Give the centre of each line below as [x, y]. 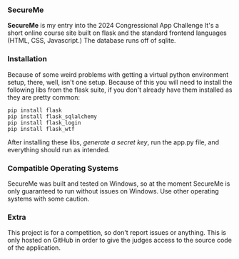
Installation [27, 59]
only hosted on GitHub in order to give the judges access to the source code [119, 240]
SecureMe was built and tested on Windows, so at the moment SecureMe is [119, 184]
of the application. [34, 248]
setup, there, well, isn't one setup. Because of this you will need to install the [120, 82]
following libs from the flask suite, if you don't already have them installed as [120, 90]
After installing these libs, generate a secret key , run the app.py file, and [113, 142]
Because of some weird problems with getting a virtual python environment [118, 74]
